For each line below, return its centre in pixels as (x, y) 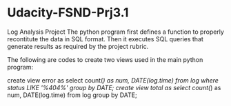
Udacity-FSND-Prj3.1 (68, 13)
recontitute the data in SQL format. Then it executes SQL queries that (105, 39)
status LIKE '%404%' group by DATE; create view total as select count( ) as (114, 87)
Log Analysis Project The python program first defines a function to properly (115, 32)
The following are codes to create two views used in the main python (105, 59)
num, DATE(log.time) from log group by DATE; (72, 95)
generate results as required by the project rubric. (78, 46)
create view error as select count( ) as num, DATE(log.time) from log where (113, 80)
